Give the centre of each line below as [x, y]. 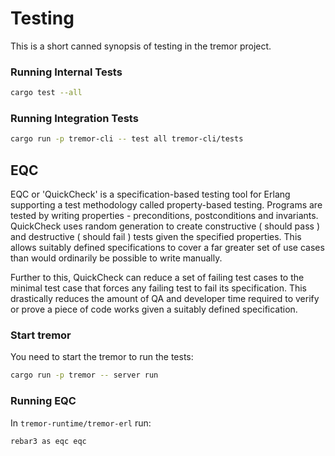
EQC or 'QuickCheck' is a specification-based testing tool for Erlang [150, 194]
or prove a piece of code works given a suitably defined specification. [154, 309]
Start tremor [41, 335]
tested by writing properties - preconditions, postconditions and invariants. [164, 216]
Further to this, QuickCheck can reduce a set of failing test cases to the [157, 278]
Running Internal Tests [66, 72]
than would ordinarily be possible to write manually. [116, 258]
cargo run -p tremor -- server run [84, 375]
